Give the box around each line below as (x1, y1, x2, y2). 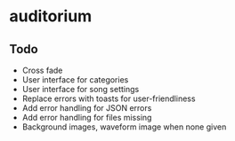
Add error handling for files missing (21, 113, 152, 122)
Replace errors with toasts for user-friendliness (21, 93, 196, 104)
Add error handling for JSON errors (21, 103, 152, 113)
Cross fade (21, 65, 63, 75)
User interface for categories (21, 74, 129, 85)
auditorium (9, 6, 93, 27)
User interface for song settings (21, 84, 140, 94)
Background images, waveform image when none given (21, 121, 227, 132)
